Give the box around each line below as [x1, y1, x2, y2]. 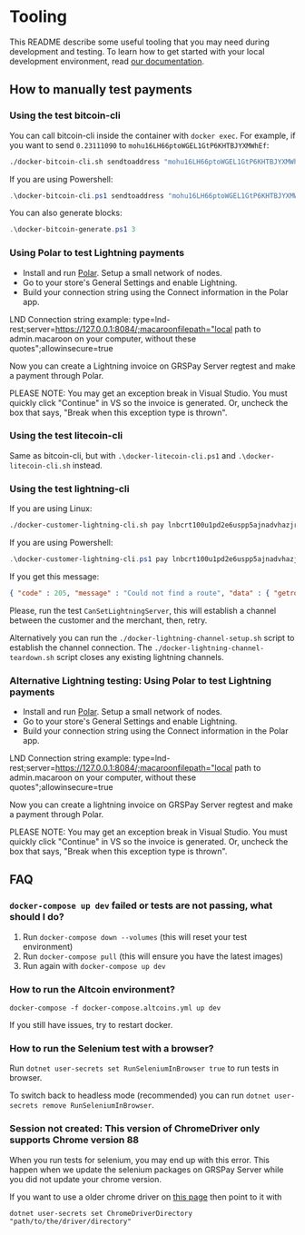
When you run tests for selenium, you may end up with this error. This [9, 1154, 271, 1165]
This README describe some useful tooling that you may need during [9, 36, 271, 47]
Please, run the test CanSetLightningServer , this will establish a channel [9, 605, 277, 616]
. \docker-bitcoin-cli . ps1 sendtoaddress [9, 191, 165, 201]
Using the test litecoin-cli [9, 430, 123, 442]
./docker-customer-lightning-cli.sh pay [9, 520, 165, 530]
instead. [72, 459, 103, 470]
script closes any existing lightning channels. [55, 651, 224, 662]
